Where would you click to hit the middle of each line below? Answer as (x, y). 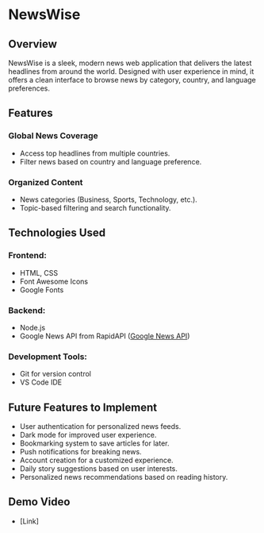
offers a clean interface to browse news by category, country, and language (132, 80)
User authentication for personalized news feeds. (100, 427)
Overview (33, 44)
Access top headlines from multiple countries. (95, 153)
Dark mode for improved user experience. (88, 435)
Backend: (27, 310)
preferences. (29, 88)
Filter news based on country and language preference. (111, 161)
